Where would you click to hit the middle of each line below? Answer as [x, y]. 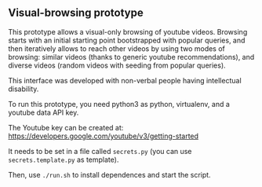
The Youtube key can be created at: [66, 127]
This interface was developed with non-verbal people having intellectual [125, 80]
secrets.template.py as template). [64, 159]
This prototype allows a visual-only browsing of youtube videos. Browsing [128, 31]
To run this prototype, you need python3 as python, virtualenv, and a [119, 104]
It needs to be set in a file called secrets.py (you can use [100, 151]
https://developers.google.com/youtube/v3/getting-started [103, 136]
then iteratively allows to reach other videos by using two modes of [117, 48]
